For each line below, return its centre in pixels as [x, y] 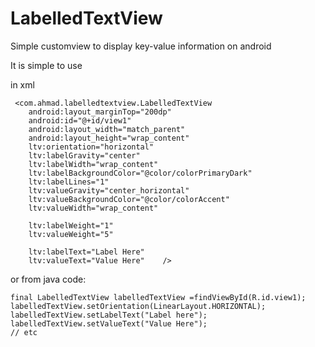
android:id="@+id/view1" [80, 120]
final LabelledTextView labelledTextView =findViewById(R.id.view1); [158, 297]
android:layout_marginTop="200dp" [100, 112]
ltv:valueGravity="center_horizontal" [109, 190]
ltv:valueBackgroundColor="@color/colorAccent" [129, 199]
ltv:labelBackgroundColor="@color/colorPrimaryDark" [140, 173]
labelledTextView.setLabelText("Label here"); [109, 315]
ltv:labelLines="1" [69, 182]
